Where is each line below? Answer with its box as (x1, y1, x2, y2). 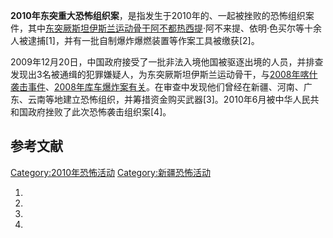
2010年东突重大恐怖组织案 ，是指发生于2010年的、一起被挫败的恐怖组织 (10, 10, 306, 21)
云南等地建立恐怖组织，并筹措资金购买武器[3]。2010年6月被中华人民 (27, 94, 311, 105)
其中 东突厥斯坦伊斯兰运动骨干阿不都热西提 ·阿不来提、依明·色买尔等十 (27, 22, 314, 34)
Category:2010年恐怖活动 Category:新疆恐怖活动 (10, 166, 211, 178)
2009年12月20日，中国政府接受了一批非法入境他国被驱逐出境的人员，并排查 (10, 56, 324, 68)
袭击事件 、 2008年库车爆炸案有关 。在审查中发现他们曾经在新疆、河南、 (10, 81, 304, 93)
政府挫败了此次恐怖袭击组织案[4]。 (27, 106, 172, 118)
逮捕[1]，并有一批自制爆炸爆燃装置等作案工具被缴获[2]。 (27, 35, 260, 46)
